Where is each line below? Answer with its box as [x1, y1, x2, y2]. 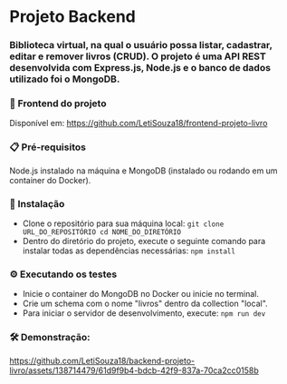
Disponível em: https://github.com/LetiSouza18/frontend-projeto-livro [9, 118, 268, 129]
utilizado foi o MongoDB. [9, 73, 120, 85]
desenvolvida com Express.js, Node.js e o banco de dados [9, 62, 272, 74]
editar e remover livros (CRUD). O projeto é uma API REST [9, 50, 267, 63]
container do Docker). [9, 174, 91, 185]
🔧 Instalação [9, 197, 65, 210]
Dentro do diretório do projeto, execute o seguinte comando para [22, 236, 266, 246]
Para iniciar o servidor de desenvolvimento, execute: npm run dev [22, 308, 266, 319]
